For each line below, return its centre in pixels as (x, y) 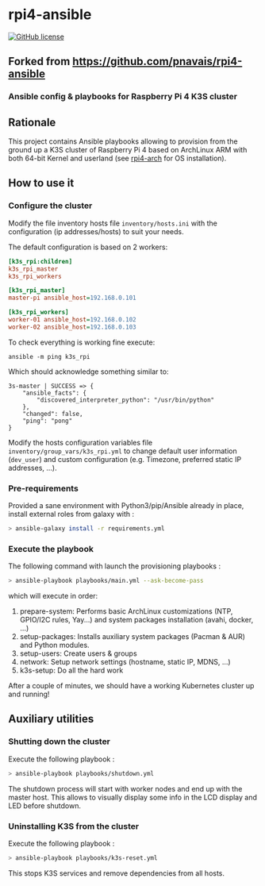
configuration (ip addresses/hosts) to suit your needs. (96, 231)
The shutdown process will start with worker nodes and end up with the (125, 788)
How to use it (41, 183)
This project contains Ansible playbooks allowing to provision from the (123, 141)
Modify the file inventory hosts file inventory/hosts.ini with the (113, 223)
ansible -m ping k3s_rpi (49, 356)
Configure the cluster (50, 206)
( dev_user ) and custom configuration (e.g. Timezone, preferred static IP (125, 459)
